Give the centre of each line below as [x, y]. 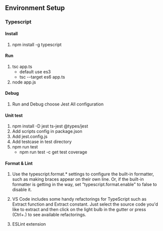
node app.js [24, 82]
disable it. [22, 189]
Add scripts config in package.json [47, 131]
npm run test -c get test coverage [53, 152]
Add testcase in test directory [42, 142]
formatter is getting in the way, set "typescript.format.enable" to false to [84, 185]
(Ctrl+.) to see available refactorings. [49, 215]
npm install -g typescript [37, 44]
